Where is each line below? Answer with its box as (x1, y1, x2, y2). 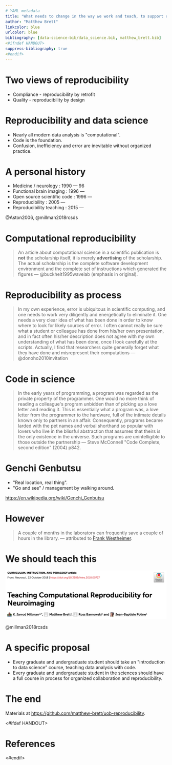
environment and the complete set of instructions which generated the (17, 266, 167, 272)
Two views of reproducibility (5, 74, 130, 86)
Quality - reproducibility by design (12, 96, 85, 103)
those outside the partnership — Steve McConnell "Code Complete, (17, 439, 161, 446)
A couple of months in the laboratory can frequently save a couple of (17, 530, 164, 536)
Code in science (5, 373, 75, 385)
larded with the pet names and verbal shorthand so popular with (17, 423, 154, 429)
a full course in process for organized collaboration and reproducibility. (12, 675, 163, 681)
